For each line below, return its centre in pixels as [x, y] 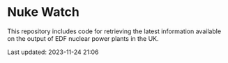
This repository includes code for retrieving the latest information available [114, 31]
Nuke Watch [44, 12]
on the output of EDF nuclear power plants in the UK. [83, 38]
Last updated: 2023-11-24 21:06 [53, 52]
